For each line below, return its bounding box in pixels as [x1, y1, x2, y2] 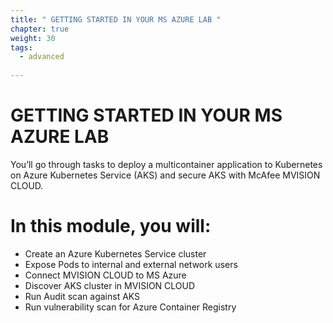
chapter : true [10, 24, 70, 34]
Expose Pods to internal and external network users [24, 258, 238, 270]
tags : [10, 42, 33, 53]
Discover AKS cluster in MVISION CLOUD [24, 279, 196, 291]
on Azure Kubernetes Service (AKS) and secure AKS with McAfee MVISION [10, 169, 321, 181]
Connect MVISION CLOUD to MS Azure [24, 269, 187, 281]
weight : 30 [10, 33, 56, 43]
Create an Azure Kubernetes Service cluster [24, 247, 207, 260]
